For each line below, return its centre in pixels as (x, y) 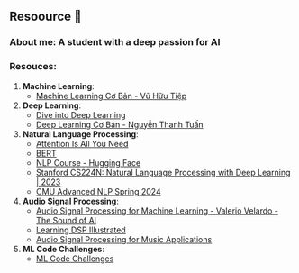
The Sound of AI (66, 220)
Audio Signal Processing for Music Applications (124, 239)
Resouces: (33, 67)
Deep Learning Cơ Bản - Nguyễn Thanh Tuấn (120, 124)
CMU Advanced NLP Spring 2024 (98, 191)
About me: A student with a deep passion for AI (115, 42)
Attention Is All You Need (82, 143)
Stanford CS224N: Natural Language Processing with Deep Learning (163, 172)
